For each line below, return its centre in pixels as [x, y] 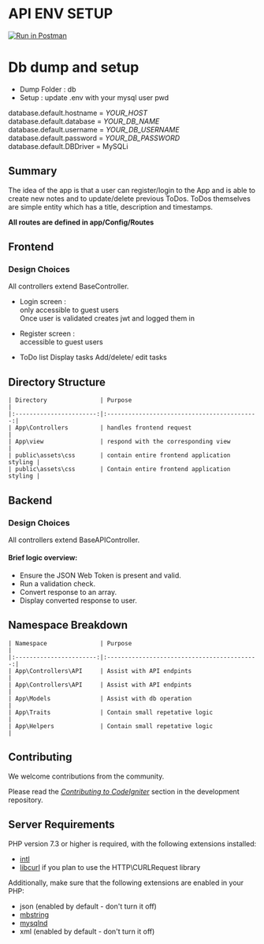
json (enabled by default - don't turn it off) [88, 906]
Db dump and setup [74, 67]
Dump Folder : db [48, 89]
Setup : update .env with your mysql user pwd [94, 97]
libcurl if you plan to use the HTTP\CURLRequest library [110, 867]
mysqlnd [33, 923]
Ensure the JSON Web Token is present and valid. [100, 575]
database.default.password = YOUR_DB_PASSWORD [94, 138]
